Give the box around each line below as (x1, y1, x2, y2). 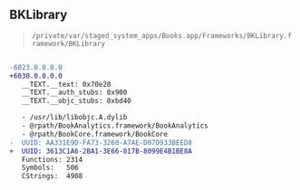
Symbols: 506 (21, 163, 79, 173)
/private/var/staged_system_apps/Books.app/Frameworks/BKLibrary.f (31, 31, 292, 40)
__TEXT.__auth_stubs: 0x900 (21, 88, 128, 98)
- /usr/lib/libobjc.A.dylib (21, 113, 128, 122)
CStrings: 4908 (21, 172, 83, 181)
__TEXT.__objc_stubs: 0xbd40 (21, 97, 131, 106)
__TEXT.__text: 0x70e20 (21, 80, 111, 89)
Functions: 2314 (21, 155, 83, 164)
